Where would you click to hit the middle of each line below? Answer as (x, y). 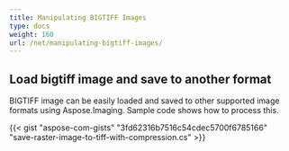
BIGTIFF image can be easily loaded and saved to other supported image (144, 101)
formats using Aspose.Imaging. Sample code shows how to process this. (144, 111)
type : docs (30, 26)
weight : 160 (32, 34)
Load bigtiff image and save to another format (140, 79)
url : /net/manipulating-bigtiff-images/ (86, 43)
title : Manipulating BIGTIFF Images (78, 18)
